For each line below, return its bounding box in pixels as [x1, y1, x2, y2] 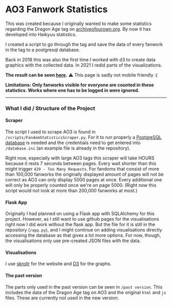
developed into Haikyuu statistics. [5, 31, 77, 37]
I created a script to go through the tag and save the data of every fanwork [5, 41, 163, 47]
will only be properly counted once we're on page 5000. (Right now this [5, 182, 157, 189]
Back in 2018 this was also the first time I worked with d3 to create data [5, 56, 156, 62]
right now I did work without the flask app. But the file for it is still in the [5, 221, 155, 228]
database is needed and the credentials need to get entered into [5, 139, 141, 146]
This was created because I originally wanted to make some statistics [5, 20, 152, 27]
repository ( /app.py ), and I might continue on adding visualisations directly [5, 227, 162, 233]
